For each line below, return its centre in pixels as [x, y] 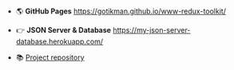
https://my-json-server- [152, 30]
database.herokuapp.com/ [59, 41]
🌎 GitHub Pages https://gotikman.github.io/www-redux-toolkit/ [121, 11]
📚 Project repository [50, 57]
